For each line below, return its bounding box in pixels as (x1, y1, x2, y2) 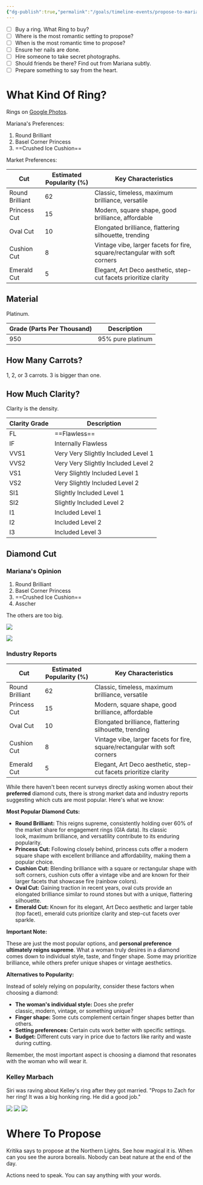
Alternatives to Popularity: (6, 971, 74, 978)
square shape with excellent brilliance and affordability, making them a (14, 852, 191, 860)
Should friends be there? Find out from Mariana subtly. (14, 59, 152, 67)
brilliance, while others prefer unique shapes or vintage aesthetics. (6, 959, 172, 967)
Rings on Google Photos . (6, 108, 68, 115)
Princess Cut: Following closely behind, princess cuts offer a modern (14, 846, 188, 853)
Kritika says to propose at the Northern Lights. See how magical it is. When (6, 1147, 193, 1154)
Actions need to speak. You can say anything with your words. (6, 1171, 162, 1179)
